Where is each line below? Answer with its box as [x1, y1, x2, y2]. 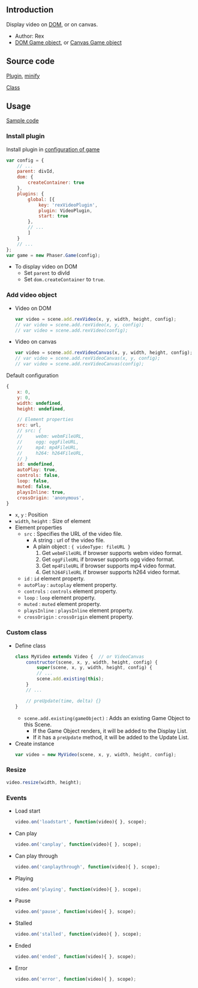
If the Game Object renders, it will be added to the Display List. [32, 727, 188, 735]
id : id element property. [23, 575, 85, 582]
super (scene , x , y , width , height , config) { [37, 665, 153, 671]
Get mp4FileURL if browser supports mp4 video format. [41, 562, 176, 569]
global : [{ [28, 196, 55, 202]
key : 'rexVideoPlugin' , [38, 202, 98, 208]
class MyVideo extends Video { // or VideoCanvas [14, 653, 145, 659]
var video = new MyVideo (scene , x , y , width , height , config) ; [14, 751, 177, 757]
